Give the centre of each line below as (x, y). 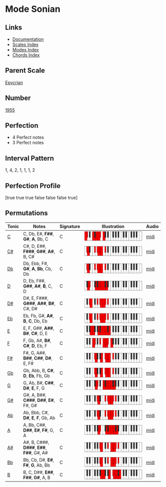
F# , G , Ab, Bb (37, 465)
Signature (70, 227)
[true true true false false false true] (41, 198)
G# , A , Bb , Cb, (38, 269)
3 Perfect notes (28, 143)
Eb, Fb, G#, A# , (39, 316)
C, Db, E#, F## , (39, 234)
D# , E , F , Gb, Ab (39, 418)
